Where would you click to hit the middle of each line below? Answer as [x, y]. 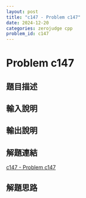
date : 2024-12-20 [28, 23]
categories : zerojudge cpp [39, 28]
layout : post [22, 12]
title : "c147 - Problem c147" [44, 17]
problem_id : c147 [28, 34]
